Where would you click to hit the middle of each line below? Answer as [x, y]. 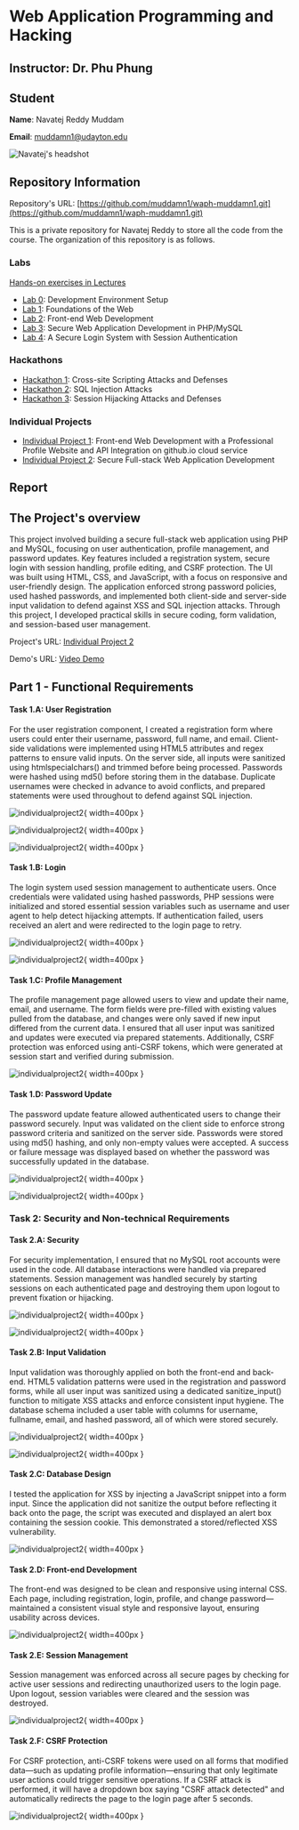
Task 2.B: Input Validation [58, 1352]
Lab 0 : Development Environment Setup [95, 299]
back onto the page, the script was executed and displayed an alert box [141, 1513]
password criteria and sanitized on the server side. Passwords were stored [146, 1133]
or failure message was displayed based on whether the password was [139, 1152]
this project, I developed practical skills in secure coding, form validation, [143, 615]
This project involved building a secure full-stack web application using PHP [149, 539]
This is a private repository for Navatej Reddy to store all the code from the [146, 230]
